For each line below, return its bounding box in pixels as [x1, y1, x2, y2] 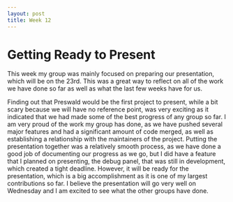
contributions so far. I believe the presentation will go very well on [7, 179, 197, 188]
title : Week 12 [7, 17, 52, 24]
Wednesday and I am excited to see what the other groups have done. [7, 187, 209, 195]
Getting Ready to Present [7, 47, 156, 63]
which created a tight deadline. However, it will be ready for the [7, 164, 190, 173]
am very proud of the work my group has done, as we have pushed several [7, 120, 223, 129]
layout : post [7, 10, 45, 17]
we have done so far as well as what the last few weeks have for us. [7, 84, 203, 93]
